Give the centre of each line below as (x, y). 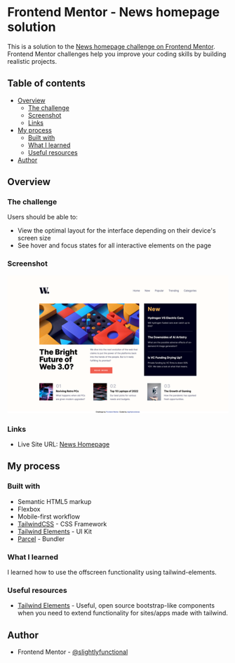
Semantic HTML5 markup (54, 501)
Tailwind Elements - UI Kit (55, 531)
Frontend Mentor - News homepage (113, 12)
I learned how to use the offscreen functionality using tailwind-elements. (112, 573)
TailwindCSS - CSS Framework (62, 524)
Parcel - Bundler (41, 539)
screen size (34, 238)
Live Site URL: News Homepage (63, 444)
